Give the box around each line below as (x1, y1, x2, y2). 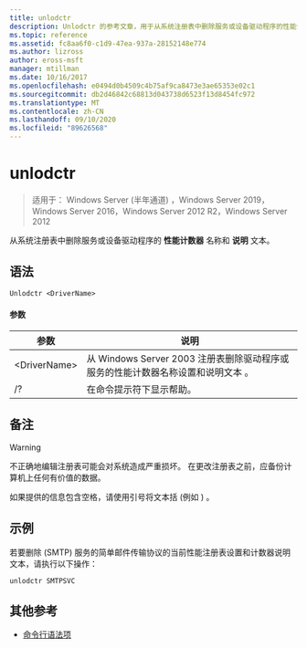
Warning (9, 442, 41, 453)
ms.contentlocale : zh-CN (9, 107, 104, 116)
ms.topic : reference (9, 30, 89, 39)
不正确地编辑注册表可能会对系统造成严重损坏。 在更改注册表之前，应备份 (9, 460, 284, 471)
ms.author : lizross (9, 47, 84, 57)
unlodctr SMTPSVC (9, 576, 76, 585)
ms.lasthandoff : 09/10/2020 (9, 115, 117, 124)
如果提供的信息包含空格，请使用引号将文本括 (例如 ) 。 (9, 491, 215, 502)
